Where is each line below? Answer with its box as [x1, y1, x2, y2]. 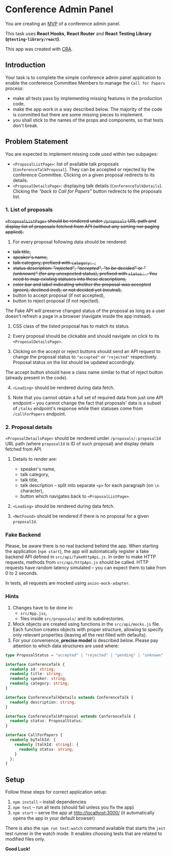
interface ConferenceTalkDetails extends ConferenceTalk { [5, 695, 134, 700]
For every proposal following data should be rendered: [12, 238, 128, 244]
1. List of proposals [5, 206, 53, 213]
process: [5, 85, 24, 91]
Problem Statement [5, 137, 68, 146]
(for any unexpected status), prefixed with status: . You [38, 270, 157, 276]
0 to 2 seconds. [5, 570, 38, 576]
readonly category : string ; [10, 681, 70, 686]
